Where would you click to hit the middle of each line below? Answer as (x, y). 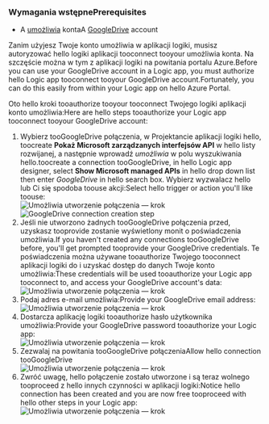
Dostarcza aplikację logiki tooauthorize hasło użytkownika (116, 317)
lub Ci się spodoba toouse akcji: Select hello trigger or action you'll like (137, 188)
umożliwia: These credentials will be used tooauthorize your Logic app (136, 274)
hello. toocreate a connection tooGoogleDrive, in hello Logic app (126, 162)
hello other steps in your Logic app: (79, 403)
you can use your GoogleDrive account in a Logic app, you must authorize (132, 71)
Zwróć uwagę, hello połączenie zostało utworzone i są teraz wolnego (134, 377)
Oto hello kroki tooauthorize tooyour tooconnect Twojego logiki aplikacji (128, 104)
